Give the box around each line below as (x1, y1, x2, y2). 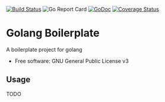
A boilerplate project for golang (6, 46, 82, 53)
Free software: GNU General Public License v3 (14, 57, 129, 65)
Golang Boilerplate (6, 27, 100, 40)
